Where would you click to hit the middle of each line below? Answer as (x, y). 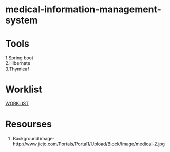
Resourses (29, 124)
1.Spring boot (19, 58)
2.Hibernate (18, 63)
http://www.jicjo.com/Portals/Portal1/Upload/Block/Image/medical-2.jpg (89, 144)
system (22, 20)
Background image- (34, 138)
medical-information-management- (83, 9)
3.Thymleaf (17, 69)
